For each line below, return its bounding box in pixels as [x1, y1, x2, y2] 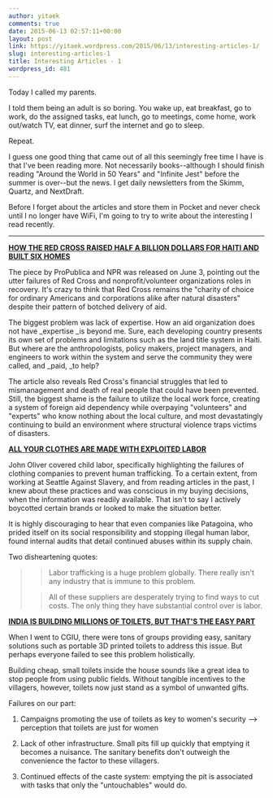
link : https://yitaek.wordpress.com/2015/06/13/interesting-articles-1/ [8, 42, 260, 50]
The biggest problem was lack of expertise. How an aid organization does [8, 317, 256, 327]
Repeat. [8, 136, 35, 146]
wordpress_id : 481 [8, 65, 71, 73]
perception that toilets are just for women [19, 722, 158, 732]
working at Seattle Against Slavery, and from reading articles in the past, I [8, 477, 254, 486]
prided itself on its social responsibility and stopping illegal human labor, [8, 527, 250, 537]
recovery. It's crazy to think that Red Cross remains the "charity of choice [8, 284, 254, 294]
